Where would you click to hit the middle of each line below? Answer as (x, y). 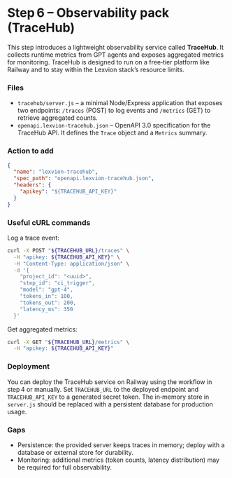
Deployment (29, 367)
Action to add (30, 151)
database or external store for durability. (75, 452)
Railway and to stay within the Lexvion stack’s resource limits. (96, 69)
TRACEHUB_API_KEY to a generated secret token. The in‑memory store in (108, 397)
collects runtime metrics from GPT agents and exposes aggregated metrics (116, 55)
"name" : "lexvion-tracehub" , (56, 172)
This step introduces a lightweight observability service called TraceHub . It (116, 47)
